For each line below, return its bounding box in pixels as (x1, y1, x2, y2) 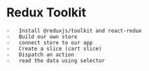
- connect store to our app (6, 39, 93, 46)
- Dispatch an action (6, 51, 75, 58)
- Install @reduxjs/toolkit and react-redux (6, 27, 142, 34)
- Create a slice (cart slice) (6, 45, 102, 52)
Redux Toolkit (6, 5, 87, 20)
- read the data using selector (6, 57, 106, 64)
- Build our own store (6, 33, 78, 40)
